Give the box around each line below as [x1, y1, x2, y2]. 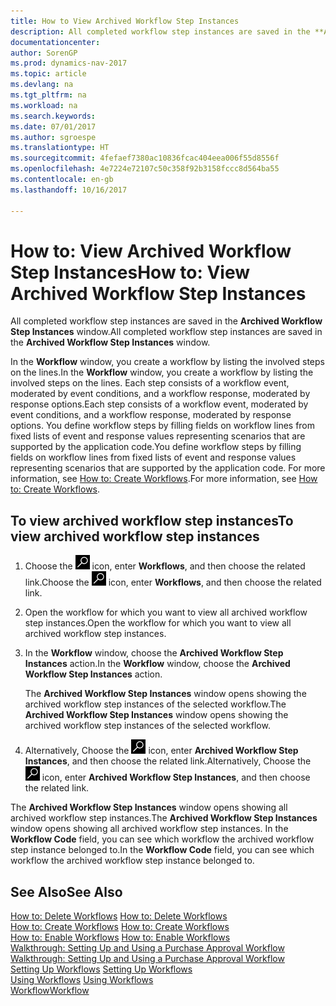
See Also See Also [10, 883, 123, 900]
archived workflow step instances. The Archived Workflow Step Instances [10, 812, 318, 824]
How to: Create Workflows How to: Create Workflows [10, 921, 230, 933]
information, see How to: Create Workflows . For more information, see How [10, 473, 318, 485]
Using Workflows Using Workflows [10, 974, 154, 986]
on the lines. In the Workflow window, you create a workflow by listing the [10, 366, 314, 379]
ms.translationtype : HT [10, 143, 110, 153]
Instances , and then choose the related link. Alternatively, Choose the [24, 755, 312, 767]
